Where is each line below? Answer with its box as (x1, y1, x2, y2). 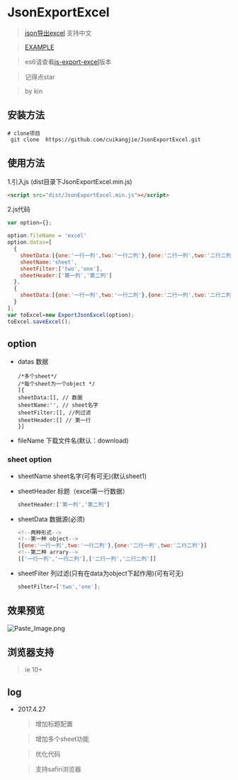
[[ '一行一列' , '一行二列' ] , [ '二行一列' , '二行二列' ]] (17, 556, 157, 563)
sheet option (7, 455, 52, 465)
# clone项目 (7, 129, 40, 137)
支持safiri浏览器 (35, 765, 81, 774)
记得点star (24, 72, 55, 81)
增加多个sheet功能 (35, 735, 90, 743)
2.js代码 (7, 205, 30, 214)
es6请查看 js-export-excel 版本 (24, 58, 112, 66)
